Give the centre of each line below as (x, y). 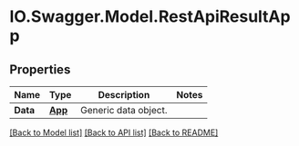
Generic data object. (124, 110)
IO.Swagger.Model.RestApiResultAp (150, 17)
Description (124, 95)
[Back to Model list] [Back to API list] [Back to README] (114, 132)
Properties (40, 69)
